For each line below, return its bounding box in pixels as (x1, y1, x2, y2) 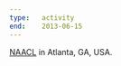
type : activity (9, 13, 75, 23)
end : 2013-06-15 (9, 22, 83, 31)
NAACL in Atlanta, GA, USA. (9, 46, 113, 57)
